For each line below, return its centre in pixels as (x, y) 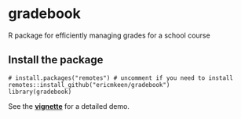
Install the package (56, 60)
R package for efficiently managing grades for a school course (109, 35)
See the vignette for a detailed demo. (69, 106)
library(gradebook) (40, 92)
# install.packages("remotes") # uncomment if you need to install (121, 78)
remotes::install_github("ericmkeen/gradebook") (89, 85)
